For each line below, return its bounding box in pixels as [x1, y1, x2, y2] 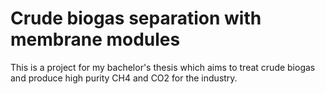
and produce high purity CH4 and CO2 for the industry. [10, 72, 238, 84]
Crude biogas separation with [10, 7, 262, 30]
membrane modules [10, 28, 181, 51]
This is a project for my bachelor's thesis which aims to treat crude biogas [10, 61, 316, 73]
